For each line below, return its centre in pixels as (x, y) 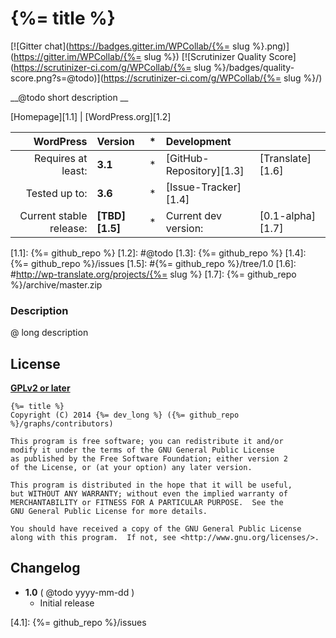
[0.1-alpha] (287, 215)
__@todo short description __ (69, 97)
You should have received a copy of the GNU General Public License (156, 529)
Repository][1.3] (205, 170)
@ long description (49, 333)
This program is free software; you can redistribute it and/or (147, 442)
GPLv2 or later (40, 388)
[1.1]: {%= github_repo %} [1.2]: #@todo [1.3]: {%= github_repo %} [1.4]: (158, 253)
